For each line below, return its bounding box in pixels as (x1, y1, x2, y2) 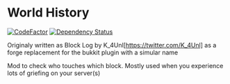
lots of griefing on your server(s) (7, 69, 101, 77)
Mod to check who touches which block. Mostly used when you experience (7, 61, 224, 70)
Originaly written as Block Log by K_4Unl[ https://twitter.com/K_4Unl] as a (7, 41, 217, 49)
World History (7, 5, 90, 21)
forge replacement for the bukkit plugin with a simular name (7, 48, 179, 56)
